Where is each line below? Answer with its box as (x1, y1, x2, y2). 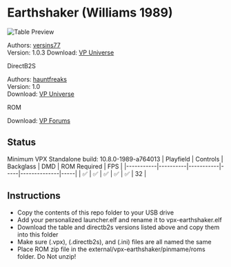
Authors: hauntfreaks (7, 75, 68, 83)
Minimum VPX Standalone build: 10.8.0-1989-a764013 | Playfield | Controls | (7, 155, 223, 163)
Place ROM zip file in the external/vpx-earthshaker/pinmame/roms (17, 245, 205, 253)
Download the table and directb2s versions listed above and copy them (17, 223, 220, 231)
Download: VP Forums (7, 116, 71, 125)
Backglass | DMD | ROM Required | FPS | (7, 162, 123, 170)
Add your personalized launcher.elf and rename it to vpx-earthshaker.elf (17, 215, 222, 224)
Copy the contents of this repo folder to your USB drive (17, 208, 174, 217)
